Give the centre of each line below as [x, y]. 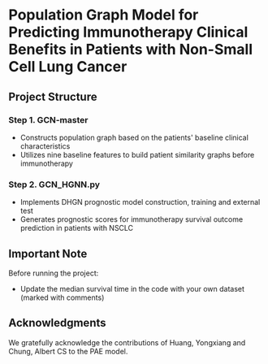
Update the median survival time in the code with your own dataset [132, 288]
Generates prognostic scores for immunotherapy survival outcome [132, 219]
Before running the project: [54, 273]
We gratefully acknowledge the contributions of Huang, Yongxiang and [127, 342]
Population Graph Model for [104, 15]
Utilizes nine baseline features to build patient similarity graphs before [137, 154]
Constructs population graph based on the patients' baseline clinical [134, 137]
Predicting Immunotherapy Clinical [128, 32]
